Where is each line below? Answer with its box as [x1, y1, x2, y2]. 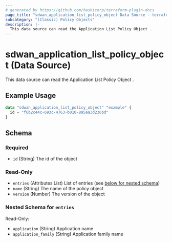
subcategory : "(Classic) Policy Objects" [5, 17, 95, 22]
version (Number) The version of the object [12, 191, 105, 197]
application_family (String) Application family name [12, 231, 124, 237]
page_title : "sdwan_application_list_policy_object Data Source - [5, 12, 150, 17]
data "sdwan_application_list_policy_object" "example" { [5, 105, 132, 110]
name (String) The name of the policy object [12, 186, 104, 192]
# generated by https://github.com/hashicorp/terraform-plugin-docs [5, 7, 155, 13]
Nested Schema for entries [5, 204, 75, 211]
